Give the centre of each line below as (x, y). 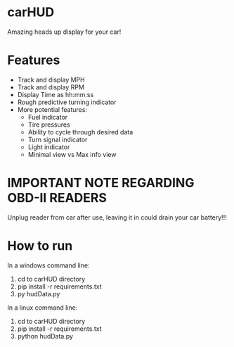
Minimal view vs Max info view (72, 154)
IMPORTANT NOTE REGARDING (101, 183)
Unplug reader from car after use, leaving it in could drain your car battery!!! (117, 217)
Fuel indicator (48, 117)
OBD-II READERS (57, 198)
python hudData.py (45, 336)
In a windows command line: (48, 265)
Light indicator (49, 147)
